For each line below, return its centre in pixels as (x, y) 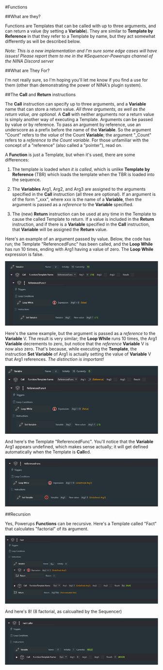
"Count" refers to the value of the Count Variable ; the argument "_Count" (78, 135)
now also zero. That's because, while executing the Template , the (71, 349)
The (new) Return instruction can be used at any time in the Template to (84, 214)
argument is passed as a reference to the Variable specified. (73, 204)
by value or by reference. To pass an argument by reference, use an (73, 124)
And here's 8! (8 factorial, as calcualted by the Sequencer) (64, 612)
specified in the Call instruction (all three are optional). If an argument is (84, 194)
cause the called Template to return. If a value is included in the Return (83, 219)
